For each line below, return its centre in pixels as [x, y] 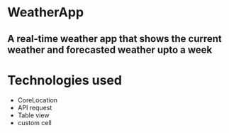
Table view [33, 115]
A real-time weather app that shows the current [114, 39]
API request [35, 107]
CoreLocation [38, 100]
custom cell [34, 122]
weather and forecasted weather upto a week [110, 49]
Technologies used [65, 80]
